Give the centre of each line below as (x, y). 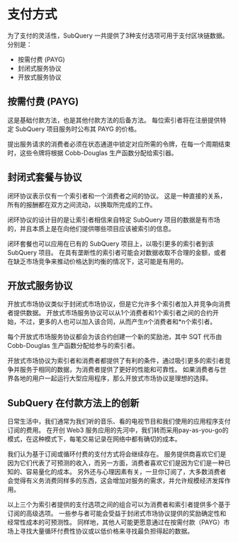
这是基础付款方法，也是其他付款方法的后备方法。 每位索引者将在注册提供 (114, 120)
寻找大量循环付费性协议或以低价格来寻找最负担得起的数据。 (106, 531)
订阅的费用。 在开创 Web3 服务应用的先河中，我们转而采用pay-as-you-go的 (118, 430)
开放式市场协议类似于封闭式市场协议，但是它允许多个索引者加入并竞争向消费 (119, 304)
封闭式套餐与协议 (45, 177)
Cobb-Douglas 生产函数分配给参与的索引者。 (73, 346)
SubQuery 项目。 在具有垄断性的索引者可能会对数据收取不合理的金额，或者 (117, 252)
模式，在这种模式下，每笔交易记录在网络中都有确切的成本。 (94, 439)
